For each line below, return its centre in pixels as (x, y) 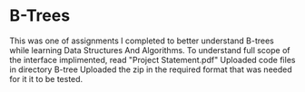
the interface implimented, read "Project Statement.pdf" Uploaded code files (152, 60)
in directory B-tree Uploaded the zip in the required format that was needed (151, 69)
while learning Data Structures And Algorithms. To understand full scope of (150, 50)
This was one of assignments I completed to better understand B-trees (142, 41)
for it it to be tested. (46, 78)
